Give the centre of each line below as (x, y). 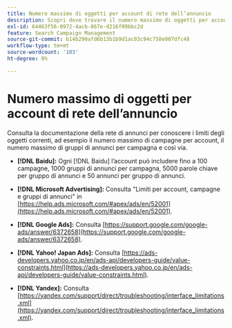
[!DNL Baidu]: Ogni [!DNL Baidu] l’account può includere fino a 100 (112, 161)
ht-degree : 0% (28, 59)
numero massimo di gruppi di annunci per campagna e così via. (97, 147)
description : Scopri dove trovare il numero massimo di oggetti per (108, 20)
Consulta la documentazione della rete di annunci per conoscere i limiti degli (116, 133)
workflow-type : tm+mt (38, 46)
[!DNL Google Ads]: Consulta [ (61, 224)
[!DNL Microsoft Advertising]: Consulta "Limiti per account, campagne (119, 189)
